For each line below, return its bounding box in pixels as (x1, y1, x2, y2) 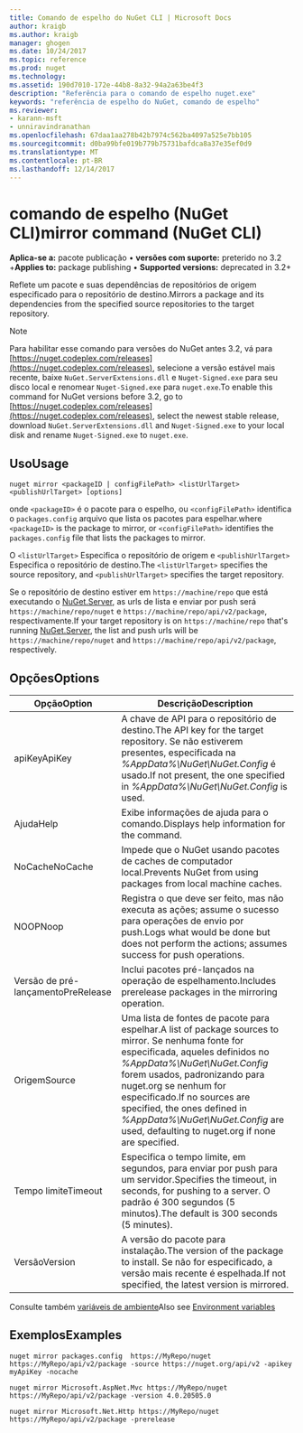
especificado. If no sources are (121, 1091, 251, 1103)
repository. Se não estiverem (121, 735, 243, 747)
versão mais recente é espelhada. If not (121, 1267, 286, 1279)
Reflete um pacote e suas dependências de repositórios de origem (9, 279, 257, 290)
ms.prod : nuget (9, 64, 67, 73)
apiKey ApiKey (14, 752, 72, 764)
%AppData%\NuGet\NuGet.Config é (121, 757, 277, 770)
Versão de (14, 974, 58, 987)
